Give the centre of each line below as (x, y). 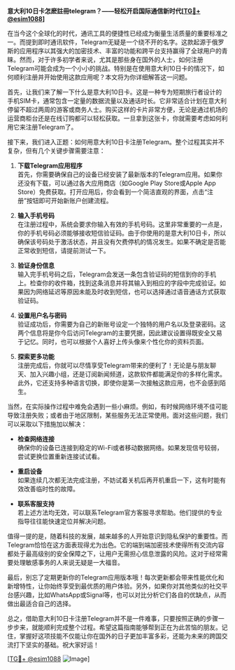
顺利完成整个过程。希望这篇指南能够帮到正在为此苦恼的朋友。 (133, 627)
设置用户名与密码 (42, 315)
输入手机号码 (36, 216)
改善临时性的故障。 (51, 489)
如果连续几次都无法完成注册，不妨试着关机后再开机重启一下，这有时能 (119, 480)
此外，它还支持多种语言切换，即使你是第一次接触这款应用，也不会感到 (119, 383)
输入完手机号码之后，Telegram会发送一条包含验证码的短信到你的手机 (117, 274)
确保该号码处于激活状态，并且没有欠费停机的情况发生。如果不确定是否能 (121, 242)
